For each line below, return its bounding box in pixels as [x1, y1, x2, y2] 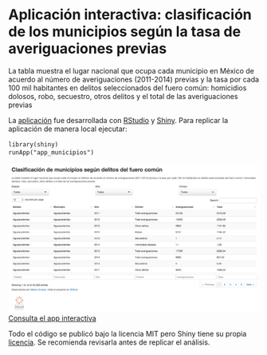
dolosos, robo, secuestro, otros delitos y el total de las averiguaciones [8, 91, 238, 101]
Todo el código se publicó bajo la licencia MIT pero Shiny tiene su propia [8, 329, 247, 338]
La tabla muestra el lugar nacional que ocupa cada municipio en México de [8, 66, 255, 75]
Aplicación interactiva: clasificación [8, 6, 253, 24]
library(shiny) [8, 140, 59, 149]
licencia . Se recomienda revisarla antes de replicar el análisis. [8, 337, 210, 347]
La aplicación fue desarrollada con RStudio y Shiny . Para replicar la [8, 115, 229, 125]
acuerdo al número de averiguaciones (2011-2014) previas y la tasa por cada [8, 74, 260, 84]
